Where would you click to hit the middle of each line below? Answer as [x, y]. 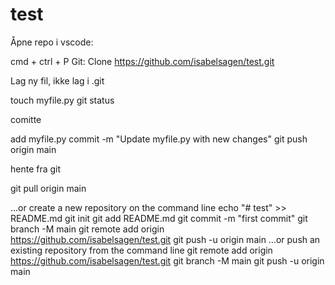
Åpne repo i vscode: [52, 42]
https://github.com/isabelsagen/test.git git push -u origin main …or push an [165, 239]
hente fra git [36, 169]
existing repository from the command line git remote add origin [141, 250]
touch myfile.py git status [62, 100]
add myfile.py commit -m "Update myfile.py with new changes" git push [159, 139]
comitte [26, 119]
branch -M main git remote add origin [87, 229]
